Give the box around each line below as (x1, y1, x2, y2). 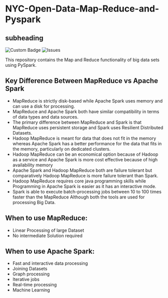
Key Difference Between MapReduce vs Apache (5, 76, 158, 85)
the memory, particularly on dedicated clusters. (12, 146, 111, 152)
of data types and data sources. (12, 114, 79, 120)
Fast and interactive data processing (12, 260, 88, 266)
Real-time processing (12, 282, 57, 288)
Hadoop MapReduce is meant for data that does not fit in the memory (12, 135, 156, 141)
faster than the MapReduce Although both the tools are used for (12, 194, 145, 200)
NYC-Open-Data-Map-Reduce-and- (5, 3, 159, 15)
